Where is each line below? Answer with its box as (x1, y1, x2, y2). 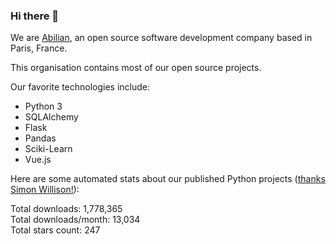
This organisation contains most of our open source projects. (10, 62, 262, 74)
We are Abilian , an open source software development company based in (10, 32, 313, 44)
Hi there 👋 (10, 9, 60, 23)
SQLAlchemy (24, 111, 79, 123)
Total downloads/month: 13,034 (10, 214, 141, 226)
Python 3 (24, 100, 63, 113)
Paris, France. (10, 42, 68, 54)
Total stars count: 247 (10, 224, 101, 236)
